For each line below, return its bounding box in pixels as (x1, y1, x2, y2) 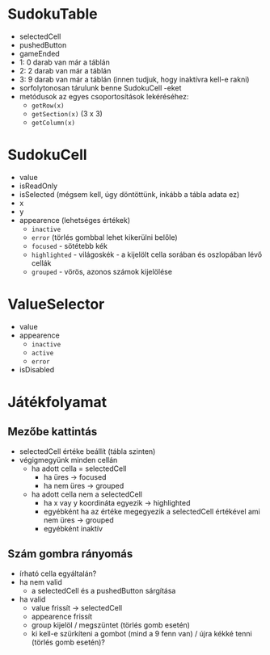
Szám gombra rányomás (7, 547, 133, 561)
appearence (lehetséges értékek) (19, 215, 131, 225)
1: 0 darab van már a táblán (19, 57, 110, 67)
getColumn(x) (31, 119, 76, 127)
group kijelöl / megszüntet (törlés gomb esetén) (31, 619, 191, 630)
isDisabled (19, 364, 55, 374)
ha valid (19, 594, 46, 604)
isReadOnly (19, 181, 58, 191)
